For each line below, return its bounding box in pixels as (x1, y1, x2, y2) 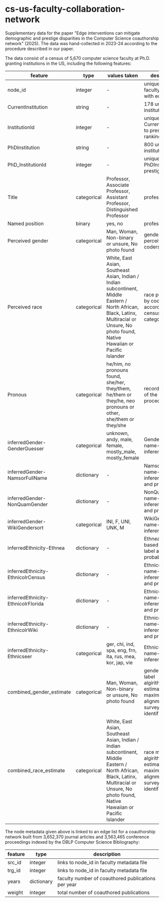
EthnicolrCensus (7, 574, 45, 581)
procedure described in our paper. (5, 46, 74, 52)
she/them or (106, 415, 134, 422)
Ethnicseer (7, 653, 32, 660)
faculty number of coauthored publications (57, 875, 156, 881)
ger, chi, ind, (106, 641, 135, 647)
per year (57, 881, 77, 888)
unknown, (106, 430, 129, 437)
